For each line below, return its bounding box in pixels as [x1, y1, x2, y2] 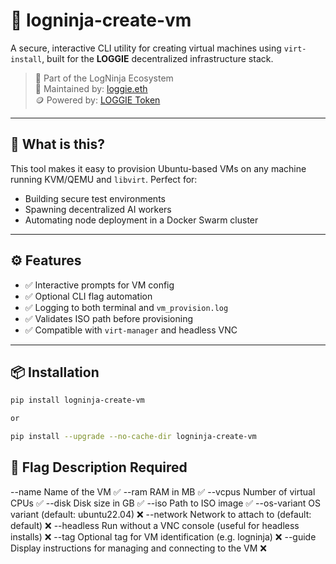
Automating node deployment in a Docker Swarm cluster [24, 214, 259, 226]
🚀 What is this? [10, 136, 105, 153]
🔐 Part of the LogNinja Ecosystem [34, 72, 174, 84]
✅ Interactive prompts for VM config [24, 279, 175, 291]
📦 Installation [10, 364, 100, 381]
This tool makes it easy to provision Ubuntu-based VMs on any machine [10, 162, 307, 174]
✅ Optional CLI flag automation [24, 290, 153, 302]
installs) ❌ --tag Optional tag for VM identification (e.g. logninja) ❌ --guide [10, 530, 317, 543]
